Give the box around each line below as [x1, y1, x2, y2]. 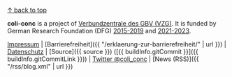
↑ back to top [7, 6, 47, 14]
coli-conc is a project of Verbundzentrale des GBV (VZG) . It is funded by [7, 19, 217, 27]
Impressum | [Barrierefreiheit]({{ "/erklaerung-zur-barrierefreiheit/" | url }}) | [7, 40, 227, 48]
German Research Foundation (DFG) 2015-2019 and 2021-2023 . [7, 27, 191, 35]
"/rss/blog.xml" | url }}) [7, 62, 73, 70]
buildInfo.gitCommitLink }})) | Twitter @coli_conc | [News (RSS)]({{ [7, 55, 199, 63]
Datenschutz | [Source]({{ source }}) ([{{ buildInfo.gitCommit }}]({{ [7, 48, 199, 55]
